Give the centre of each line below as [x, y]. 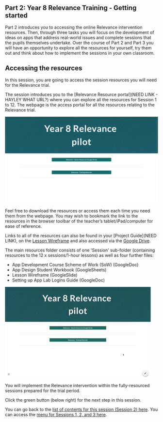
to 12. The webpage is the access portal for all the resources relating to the [80, 105]
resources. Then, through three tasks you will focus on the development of [80, 32]
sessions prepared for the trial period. [43, 391]
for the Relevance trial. [28, 85]
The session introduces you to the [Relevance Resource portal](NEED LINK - [81, 94]
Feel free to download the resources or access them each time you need [78, 211]
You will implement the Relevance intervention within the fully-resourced [77, 386]
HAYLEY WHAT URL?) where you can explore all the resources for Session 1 [81, 99]
